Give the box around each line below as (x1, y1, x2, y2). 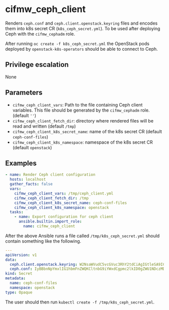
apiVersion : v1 (5, 252, 37, 257)
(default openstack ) (12, 144, 52, 150)
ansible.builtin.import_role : (18, 219, 82, 224)
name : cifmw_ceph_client (23, 224, 75, 229)
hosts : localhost (10, 177, 46, 182)
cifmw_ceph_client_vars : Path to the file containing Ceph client (12, 101, 143, 108)
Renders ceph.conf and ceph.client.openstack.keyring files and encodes (5, 20, 158, 26)
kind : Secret (5, 271, 33, 276)
